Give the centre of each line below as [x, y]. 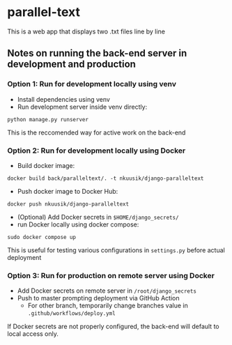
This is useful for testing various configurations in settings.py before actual [116, 250]
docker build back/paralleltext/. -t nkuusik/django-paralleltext [106, 178]
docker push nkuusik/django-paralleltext [68, 204]
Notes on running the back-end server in [97, 53]
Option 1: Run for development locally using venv [92, 84]
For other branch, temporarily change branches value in [108, 306]
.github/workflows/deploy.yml [72, 314]
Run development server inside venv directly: [82, 107]
